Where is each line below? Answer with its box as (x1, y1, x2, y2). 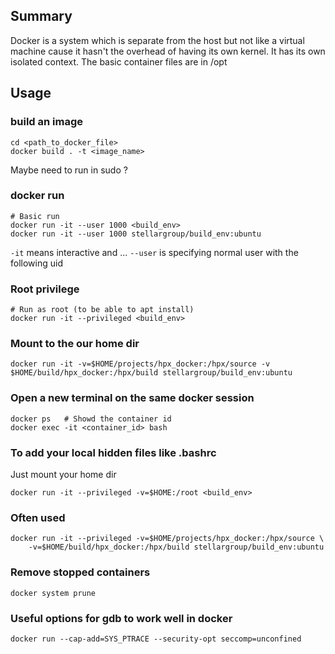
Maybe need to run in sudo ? (10, 164, 128, 176)
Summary (10, 8, 73, 25)
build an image (10, 115, 84, 129)
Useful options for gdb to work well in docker (10, 611, 233, 625)
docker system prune (10, 588, 97, 598)
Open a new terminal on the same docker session (10, 391, 255, 405)
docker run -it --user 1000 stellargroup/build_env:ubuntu (10, 229, 262, 239)
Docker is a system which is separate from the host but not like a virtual (10, 34, 305, 46)
